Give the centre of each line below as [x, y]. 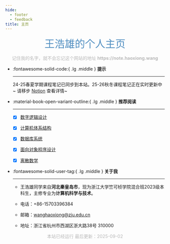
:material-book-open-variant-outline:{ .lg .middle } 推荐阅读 [74, 101]
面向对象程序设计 [38, 150]
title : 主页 [17, 24]
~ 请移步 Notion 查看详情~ [40, 91]
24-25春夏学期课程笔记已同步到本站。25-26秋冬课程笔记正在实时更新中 [88, 85]
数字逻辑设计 [33, 117]
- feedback [21, 19]
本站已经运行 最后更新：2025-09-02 [85, 236]
